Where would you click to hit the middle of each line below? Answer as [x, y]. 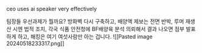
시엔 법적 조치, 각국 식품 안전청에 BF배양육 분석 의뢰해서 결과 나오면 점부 [98, 29]
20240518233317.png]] [36, 43]
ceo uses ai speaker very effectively [52, 9]
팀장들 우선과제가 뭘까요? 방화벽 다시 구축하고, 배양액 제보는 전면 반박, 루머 [95, 21]
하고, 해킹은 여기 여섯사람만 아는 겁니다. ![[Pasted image [85, 37]
